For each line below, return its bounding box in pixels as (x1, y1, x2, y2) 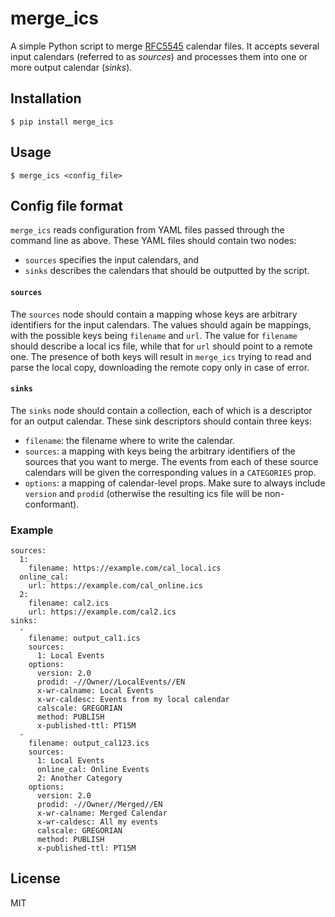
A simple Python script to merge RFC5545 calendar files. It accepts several (10, 40, 320, 52)
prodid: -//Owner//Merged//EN (36, 800, 163, 810)
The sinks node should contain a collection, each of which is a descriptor (10, 404, 313, 416)
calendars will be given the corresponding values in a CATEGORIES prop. (24, 466, 317, 478)
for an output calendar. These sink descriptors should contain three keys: (10, 415, 312, 427)
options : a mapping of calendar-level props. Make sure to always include (24, 477, 326, 489)
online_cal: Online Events (36, 765, 150, 775)
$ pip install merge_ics (10, 117, 114, 127)
